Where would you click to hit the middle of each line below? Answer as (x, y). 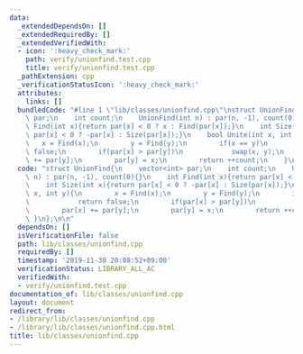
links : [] (44, 101)
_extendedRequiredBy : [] (64, 34)
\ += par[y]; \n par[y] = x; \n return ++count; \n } (157, 160)
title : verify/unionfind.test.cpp (90, 68)
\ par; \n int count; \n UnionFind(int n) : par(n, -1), (142, 118)
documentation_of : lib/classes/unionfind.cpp (96, 294)
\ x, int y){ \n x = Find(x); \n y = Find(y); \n (142, 194)
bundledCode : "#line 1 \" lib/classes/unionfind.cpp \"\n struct (137, 110)
